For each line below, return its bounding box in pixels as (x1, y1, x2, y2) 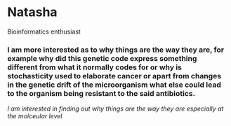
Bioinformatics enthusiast (7, 27, 81, 36)
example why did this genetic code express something (7, 53, 197, 63)
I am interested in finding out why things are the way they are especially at (7, 104, 224, 113)
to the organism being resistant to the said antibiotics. (7, 88, 195, 98)
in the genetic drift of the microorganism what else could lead (7, 80, 221, 90)
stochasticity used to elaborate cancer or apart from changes (7, 71, 222, 80)
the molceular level (7, 112, 62, 120)
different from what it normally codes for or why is (7, 62, 183, 72)
